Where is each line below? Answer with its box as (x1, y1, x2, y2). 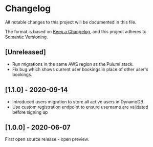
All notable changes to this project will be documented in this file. (5, 19, 137, 25)
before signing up (12, 109, 48, 115)
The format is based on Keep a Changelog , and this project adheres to (5, 28, 147, 34)
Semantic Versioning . (5, 34, 48, 40)
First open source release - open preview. (5, 136, 89, 142)
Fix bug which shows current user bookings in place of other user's (12, 66, 149, 72)
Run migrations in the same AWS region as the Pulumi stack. (12, 61, 134, 67)
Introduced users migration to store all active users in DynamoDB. (12, 98, 145, 104)
